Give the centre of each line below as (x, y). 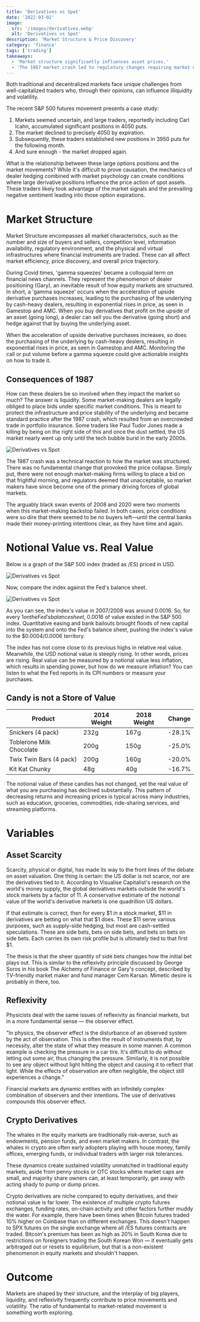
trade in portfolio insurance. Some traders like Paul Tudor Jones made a (94, 425)
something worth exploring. (40, 1312)
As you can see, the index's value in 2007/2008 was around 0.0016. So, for (98, 611)
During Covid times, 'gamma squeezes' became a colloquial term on (90, 273)
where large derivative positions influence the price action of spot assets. (96, 182)
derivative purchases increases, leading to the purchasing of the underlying (99, 298)
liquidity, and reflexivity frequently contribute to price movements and (92, 1300)
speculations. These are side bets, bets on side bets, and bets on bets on (96, 932)
